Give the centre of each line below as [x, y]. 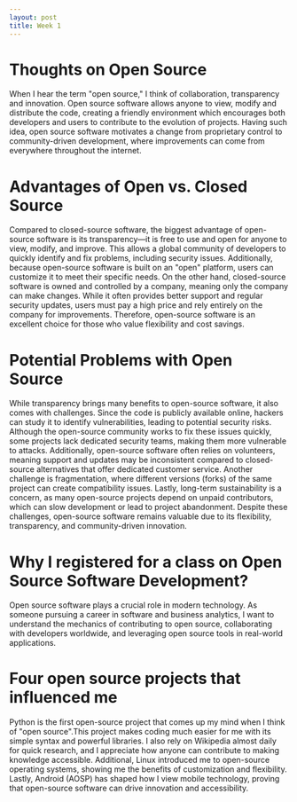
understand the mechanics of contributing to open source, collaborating [141, 624]
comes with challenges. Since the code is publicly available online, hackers [146, 413]
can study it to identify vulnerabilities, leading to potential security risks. [141, 422]
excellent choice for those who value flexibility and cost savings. [127, 324]
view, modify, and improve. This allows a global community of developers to [148, 248]
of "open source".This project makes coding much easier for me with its [141, 732]
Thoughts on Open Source [108, 70]
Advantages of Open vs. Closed [129, 186]
